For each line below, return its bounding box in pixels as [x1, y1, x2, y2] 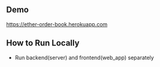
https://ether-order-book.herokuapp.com [6, 20, 108, 28]
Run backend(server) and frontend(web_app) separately [14, 54, 154, 61]
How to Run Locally [6, 38, 80, 48]
